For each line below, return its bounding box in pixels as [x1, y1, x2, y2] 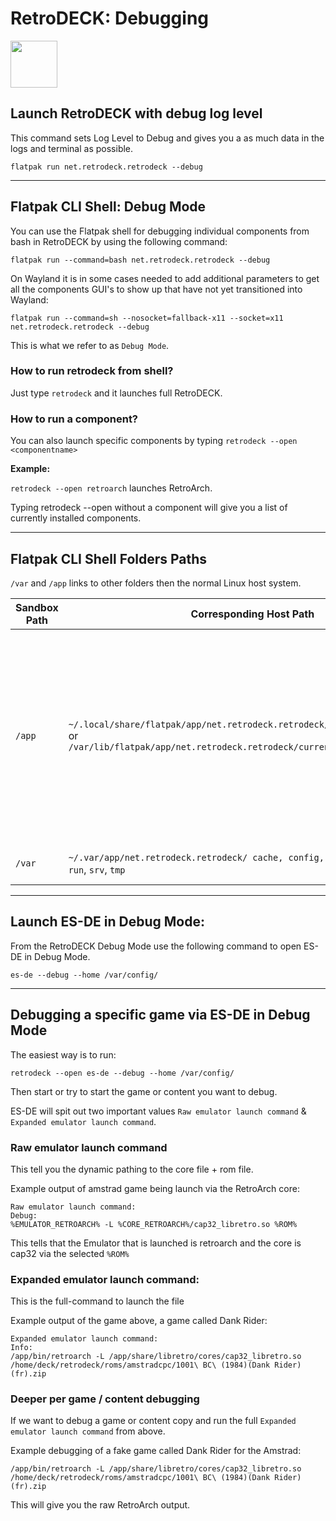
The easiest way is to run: [10, 1048, 117, 1061]
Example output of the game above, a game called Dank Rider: [10, 1315, 268, 1327]
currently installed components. [10, 512, 142, 524]
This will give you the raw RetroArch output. [10, 1499, 191, 1511]
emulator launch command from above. [10, 1425, 166, 1437]
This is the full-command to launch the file [10, 1295, 185, 1307]
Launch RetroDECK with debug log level [10, 105, 263, 122]
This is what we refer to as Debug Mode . [10, 339, 170, 351]
